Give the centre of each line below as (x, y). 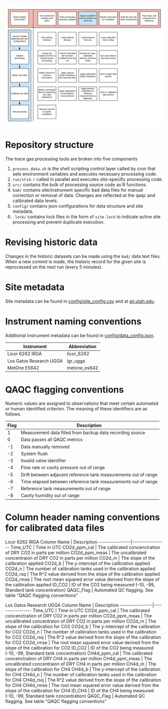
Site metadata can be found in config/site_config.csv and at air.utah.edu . (80, 301)
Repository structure (49, 145)
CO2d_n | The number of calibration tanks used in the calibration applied (80, 568)
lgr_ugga (76, 361)
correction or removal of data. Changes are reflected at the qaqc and (84, 195)
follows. (13, 414)
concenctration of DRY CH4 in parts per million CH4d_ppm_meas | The (78, 658)
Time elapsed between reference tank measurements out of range (89, 481)
